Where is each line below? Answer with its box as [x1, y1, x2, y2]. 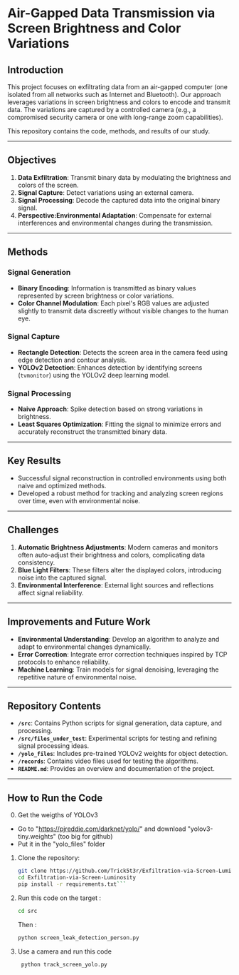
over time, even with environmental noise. [17, 496, 141, 505]
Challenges [7, 524, 59, 536]
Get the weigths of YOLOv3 [17, 811, 98, 819]
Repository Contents [7, 699, 102, 712]
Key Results [7, 455, 62, 467]
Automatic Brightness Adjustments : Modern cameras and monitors [17, 542, 218, 551]
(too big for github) [58, 832, 113, 841]
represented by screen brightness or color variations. [17, 291, 174, 300]
